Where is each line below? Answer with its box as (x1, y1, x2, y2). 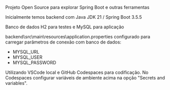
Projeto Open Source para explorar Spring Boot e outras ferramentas (5, 5, 150, 10)
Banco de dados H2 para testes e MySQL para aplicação (5, 24, 124, 30)
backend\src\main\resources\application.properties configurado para (5, 34, 151, 39)
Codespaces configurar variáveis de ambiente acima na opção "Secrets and (5, 75, 165, 80)
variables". (5, 80, 28, 86)
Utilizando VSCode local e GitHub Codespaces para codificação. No (5, 69, 149, 75)
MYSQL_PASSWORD (12, 60, 56, 65)
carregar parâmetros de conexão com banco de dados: (5, 39, 122, 45)
